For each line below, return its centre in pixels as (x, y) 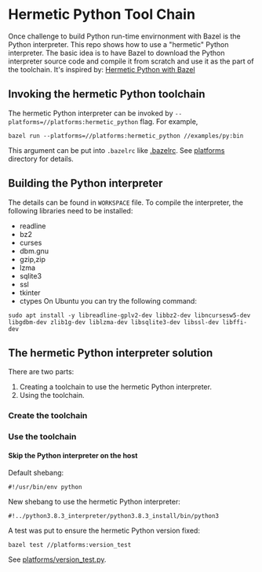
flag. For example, (169, 121)
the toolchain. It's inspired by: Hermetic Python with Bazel (102, 69)
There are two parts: (41, 372)
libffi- (235, 322)
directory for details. (41, 158)
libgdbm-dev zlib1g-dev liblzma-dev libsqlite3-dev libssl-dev (114, 322)
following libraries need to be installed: (71, 210)
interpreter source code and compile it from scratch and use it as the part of (131, 61)
